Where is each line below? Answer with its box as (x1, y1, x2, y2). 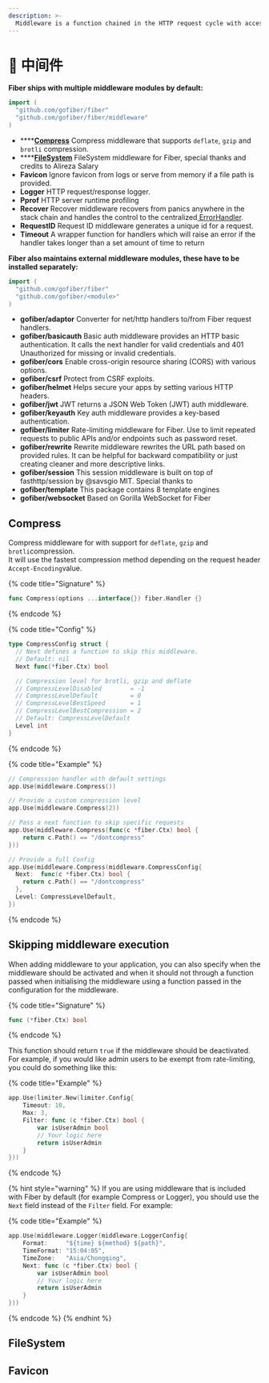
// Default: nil (15, 655, 70, 663)
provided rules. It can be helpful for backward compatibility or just (19, 451, 239, 460)
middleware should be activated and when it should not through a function (8, 967, 254, 977)
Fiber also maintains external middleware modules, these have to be (8, 253, 240, 263)
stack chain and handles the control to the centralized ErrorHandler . (19, 212, 244, 221)
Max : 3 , (22, 1109, 48, 1117)
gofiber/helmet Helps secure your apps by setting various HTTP (19, 383, 234, 392)
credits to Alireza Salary (19, 161, 98, 171)
